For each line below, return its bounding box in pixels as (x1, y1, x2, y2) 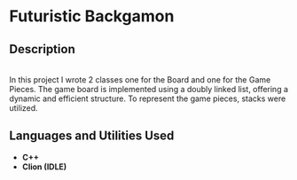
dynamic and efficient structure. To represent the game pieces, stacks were (9, 93, 286, 104)
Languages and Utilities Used (9, 129, 175, 144)
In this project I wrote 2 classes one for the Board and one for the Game (9, 74, 271, 85)
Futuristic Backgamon (9, 6, 175, 27)
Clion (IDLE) (21, 161, 67, 172)
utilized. (9, 103, 38, 113)
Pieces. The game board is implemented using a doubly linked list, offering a (9, 84, 289, 94)
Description (9, 42, 75, 57)
